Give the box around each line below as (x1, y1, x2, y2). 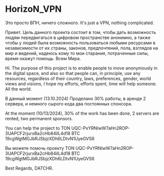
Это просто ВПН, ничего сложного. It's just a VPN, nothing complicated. (5, 20, 154, 26)
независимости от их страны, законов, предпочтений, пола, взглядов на (5, 45, 159, 51)
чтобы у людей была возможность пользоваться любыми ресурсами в (5, 39, 156, 45)
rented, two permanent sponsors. (5, 115, 73, 121)
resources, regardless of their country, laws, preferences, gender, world (5, 75, 151, 81)
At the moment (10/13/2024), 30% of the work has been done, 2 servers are (5, 110, 159, 116)
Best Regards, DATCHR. (5, 165, 54, 171)
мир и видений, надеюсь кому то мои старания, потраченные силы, (5, 50, 149, 56)
